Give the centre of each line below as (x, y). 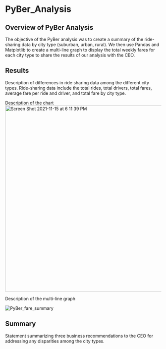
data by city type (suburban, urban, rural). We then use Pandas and (90, 45)
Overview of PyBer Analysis (49, 28)
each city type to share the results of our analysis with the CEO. (70, 55)
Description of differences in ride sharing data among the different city (77, 82)
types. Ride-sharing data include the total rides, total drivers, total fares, (79, 88)
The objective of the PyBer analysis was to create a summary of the (74, 39)
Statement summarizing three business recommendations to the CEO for (79, 336)
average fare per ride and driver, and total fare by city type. (66, 93)
